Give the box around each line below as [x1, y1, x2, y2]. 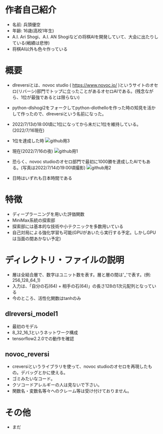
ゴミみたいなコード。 [12, 376, 55, 382]
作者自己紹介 [5, 4, 57, 16]
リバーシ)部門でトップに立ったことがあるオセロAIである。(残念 [18, 88, 145, 94]
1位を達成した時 [12, 137, 44, 143]
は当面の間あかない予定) [12, 235, 61, 241]
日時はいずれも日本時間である [12, 175, 72, 181]
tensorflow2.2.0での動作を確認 [12, 336, 74, 342]
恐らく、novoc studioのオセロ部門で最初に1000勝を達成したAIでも [12, 159, 146, 164]
